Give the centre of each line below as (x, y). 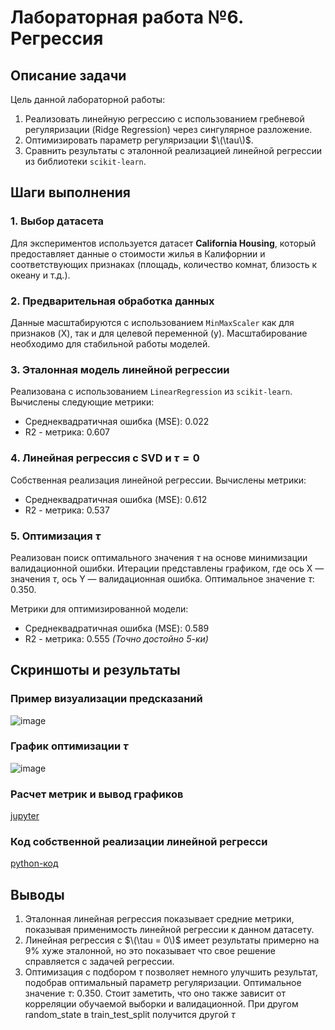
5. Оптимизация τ (55, 536)
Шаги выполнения (70, 192)
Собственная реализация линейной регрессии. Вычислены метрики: (158, 480)
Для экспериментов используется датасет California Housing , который (163, 243)
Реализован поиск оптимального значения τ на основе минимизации (159, 557)
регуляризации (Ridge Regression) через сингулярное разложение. (168, 129)
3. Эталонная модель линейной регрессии (120, 369)
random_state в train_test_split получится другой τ (130, 1015)
